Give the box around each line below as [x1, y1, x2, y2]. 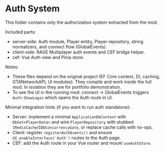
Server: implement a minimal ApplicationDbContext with [12, 113, 126, 119]
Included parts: [5, 29, 36, 35]
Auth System [5, 3, 60, 14]
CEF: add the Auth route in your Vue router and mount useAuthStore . [12, 140, 152, 146]
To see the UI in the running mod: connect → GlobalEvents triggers [12, 89, 149, 95]
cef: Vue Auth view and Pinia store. [12, 54, 84, 60]
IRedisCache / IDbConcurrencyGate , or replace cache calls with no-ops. [12, 124, 153, 130]
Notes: [5, 64, 19, 70]
